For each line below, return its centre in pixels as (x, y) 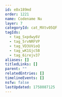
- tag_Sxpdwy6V (25, 37)
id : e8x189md (18, 10)
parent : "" (16, 69)
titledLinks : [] (21, 64)
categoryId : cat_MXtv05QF (31, 28)
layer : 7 (14, 23)
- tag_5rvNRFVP (25, 42)
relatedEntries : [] (25, 73)
